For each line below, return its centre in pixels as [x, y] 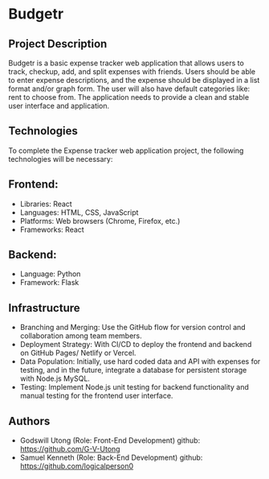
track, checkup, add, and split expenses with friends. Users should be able [132, 72]
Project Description [58, 44]
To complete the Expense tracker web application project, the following [126, 151]
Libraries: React [46, 204]
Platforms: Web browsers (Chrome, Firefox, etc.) [100, 221]
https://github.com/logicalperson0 [77, 466]
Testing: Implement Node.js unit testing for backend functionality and [134, 387]
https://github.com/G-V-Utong [70, 449]
